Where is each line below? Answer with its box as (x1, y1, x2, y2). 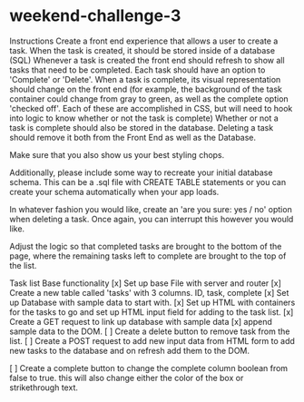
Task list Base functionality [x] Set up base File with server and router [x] (9, 278, 281, 289)
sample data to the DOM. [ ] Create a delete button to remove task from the (9, 326, 290, 337)
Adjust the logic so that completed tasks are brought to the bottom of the (9, 240, 282, 251)
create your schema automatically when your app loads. (9, 186, 220, 197)
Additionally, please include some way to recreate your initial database (9, 167, 273, 178)
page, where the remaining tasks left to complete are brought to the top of (9, 250, 287, 261)
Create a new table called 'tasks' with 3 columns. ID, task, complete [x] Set (9, 287, 289, 298)
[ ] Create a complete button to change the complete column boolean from (9, 362, 289, 373)
